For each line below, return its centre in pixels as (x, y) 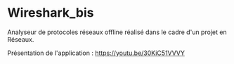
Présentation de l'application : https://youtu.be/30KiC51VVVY (96, 53)
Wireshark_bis (51, 13)
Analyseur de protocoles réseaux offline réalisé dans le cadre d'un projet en (117, 32)
